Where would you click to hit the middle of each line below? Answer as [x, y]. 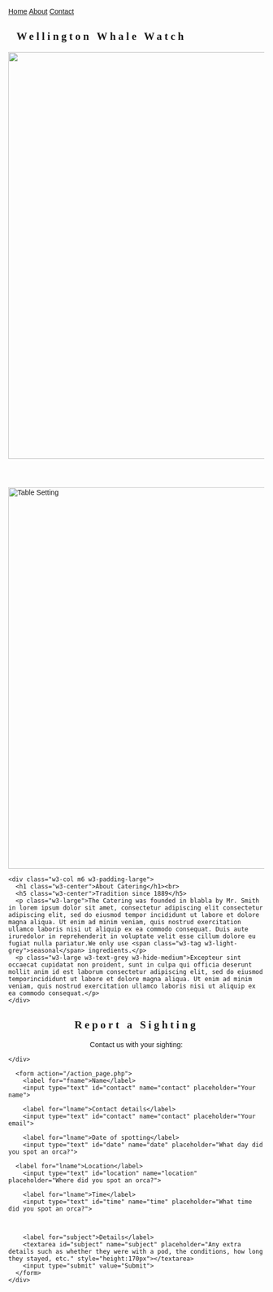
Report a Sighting [136, 1025]
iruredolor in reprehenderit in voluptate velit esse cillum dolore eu [132, 936]
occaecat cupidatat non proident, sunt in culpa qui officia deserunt [130, 965]
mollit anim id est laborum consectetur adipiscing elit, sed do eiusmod [136, 971]
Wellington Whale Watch [102, 37]
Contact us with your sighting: [136, 1044]
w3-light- [221, 943]
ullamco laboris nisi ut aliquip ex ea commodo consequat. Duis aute [128, 929]
